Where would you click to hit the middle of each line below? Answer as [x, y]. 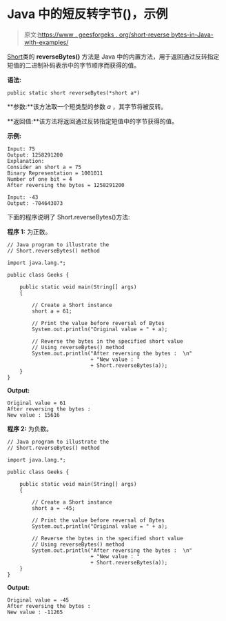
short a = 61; [52, 311]
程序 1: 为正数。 [29, 231]
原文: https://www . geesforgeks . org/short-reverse [97, 34]
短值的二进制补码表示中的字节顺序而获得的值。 [73, 65]
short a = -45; [54, 508]
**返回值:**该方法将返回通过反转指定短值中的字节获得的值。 [93, 121]
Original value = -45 [38, 600]
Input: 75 [21, 149]
